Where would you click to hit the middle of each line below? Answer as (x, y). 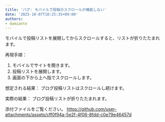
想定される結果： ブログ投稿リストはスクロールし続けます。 (66, 88)
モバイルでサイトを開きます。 (42, 65)
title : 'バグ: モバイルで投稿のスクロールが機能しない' (56, 10)
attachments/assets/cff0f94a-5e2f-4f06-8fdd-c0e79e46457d (68, 115)
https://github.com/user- (91, 109)
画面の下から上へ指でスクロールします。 (53, 78)
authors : (14, 19)
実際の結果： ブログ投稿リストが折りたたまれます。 (57, 99)
